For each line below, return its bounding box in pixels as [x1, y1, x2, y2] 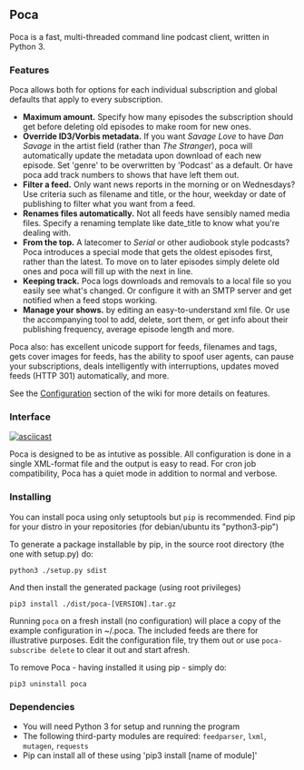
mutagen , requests [22, 740, 89, 751]
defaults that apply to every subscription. [9, 94, 163, 105]
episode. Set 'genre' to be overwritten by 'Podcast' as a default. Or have [22, 160, 293, 171]
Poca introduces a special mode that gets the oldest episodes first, [22, 247, 273, 258]
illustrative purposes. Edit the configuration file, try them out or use [9, 635, 260, 646]
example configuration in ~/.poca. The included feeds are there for [9, 625, 259, 636]
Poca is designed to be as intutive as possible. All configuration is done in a [9, 449, 291, 459]
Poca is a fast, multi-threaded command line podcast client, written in [9, 31, 270, 42]
